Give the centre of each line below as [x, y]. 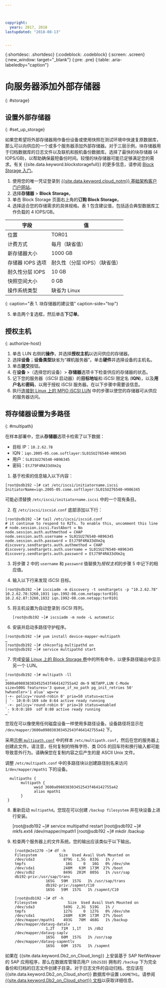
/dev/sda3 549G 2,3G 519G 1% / [64, 907]
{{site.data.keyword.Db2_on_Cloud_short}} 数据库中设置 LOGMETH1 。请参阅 [80, 974]
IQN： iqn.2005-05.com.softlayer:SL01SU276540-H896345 [69, 453]
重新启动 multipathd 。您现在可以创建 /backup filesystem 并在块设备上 [84, 810]
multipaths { [23, 779]
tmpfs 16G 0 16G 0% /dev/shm [72, 864]
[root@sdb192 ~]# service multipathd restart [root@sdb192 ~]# [77, 826]
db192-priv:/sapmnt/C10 [70, 885]
